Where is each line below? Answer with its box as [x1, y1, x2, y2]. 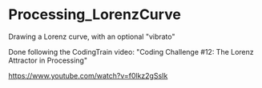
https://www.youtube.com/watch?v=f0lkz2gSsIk [8, 71, 168, 80]
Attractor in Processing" [8, 55, 88, 65]
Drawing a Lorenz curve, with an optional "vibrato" [8, 32, 175, 41]
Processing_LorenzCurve [8, 6, 182, 24]
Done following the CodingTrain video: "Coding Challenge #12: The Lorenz [8, 47, 254, 56]
